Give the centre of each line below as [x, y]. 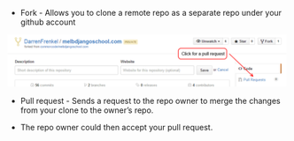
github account [48, 22]
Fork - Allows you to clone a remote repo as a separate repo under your [151, 13]
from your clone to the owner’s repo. [87, 110]
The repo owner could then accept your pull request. [116, 127]
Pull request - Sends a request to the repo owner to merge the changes [150, 100]
